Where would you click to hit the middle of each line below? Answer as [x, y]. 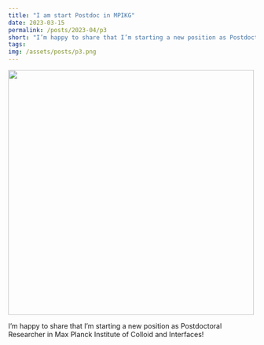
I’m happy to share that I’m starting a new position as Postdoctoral [115, 326]
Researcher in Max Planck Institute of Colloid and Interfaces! [106, 334]
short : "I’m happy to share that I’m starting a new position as [117, 37]
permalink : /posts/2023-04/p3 [58, 30]
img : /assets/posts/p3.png [52, 52]
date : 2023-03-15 [37, 23]
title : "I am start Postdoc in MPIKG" [71, 15]
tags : [17, 45]
